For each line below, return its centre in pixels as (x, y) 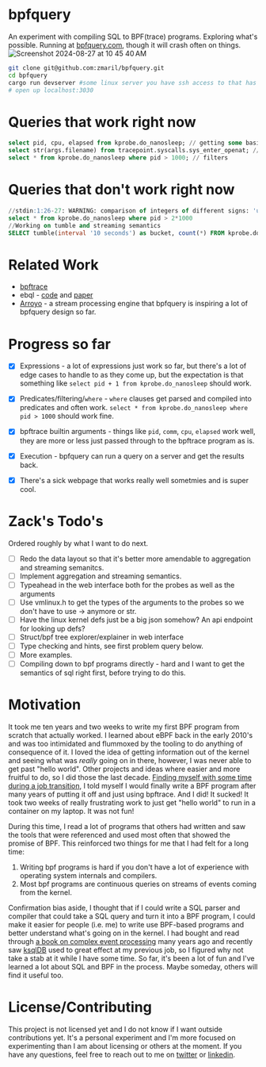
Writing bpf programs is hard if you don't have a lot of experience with (134, 867)
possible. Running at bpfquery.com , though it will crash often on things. (125, 44)
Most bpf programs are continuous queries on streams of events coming (138, 884)
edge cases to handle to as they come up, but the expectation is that (131, 375)
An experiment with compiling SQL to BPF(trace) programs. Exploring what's (133, 36)
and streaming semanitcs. (62, 567)
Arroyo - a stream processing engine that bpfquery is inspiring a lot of (133, 304)
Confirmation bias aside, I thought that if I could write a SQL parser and (124, 908)
